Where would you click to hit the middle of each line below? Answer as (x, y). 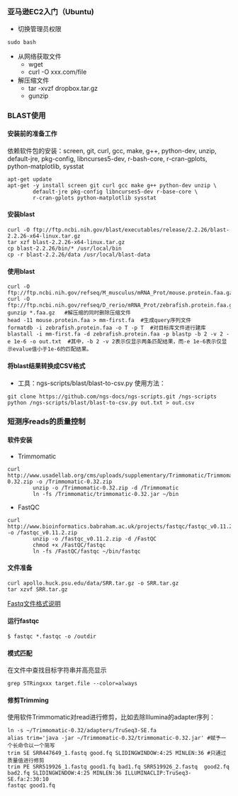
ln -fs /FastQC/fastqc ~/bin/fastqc (87, 551)
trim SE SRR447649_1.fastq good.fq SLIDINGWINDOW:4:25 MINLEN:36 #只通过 (117, 753)
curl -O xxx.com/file (57, 72)
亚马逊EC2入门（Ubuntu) (51, 12)
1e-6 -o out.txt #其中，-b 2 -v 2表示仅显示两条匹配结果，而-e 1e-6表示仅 (118, 342)
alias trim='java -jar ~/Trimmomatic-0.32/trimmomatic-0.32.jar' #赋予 (114, 738)
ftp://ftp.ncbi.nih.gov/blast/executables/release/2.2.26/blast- (131, 230)
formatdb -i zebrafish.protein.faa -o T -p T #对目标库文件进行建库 (107, 328)
